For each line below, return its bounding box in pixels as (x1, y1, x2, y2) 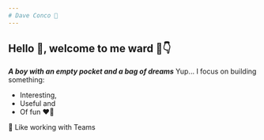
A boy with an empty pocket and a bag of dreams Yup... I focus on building (8, 66, 257, 76)
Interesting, (19, 90, 57, 100)
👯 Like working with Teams (8, 123, 96, 132)
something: (8, 75, 45, 85)
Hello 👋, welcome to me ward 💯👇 (8, 42, 172, 55)
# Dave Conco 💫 (8, 11, 58, 20)
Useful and (19, 99, 56, 108)
